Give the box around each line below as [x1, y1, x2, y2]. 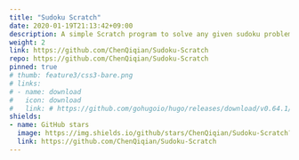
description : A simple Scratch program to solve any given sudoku [9, 29, 261, 38]
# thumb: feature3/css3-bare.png [9, 71, 133, 80]
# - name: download [9, 87, 82, 96]
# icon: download [9, 95, 82, 105]
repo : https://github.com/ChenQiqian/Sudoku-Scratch [9, 54, 209, 63]
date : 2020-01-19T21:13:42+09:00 [9, 21, 133, 30]
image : [17, 129, 42, 138]
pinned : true [9, 63, 58, 72]
